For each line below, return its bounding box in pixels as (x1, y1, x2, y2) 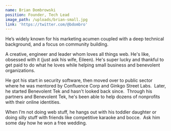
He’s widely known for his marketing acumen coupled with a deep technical (5, 36, 164, 42)
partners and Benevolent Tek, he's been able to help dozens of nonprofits (5, 94, 160, 100)
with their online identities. (5, 99, 61, 105)
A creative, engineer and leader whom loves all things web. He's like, (5, 51, 150, 57)
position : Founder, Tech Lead (5, 12, 70, 17)
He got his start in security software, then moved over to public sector (5, 77, 153, 83)
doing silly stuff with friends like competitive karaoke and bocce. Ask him (5, 115, 160, 121)
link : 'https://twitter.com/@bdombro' (5, 21, 88, 27)
